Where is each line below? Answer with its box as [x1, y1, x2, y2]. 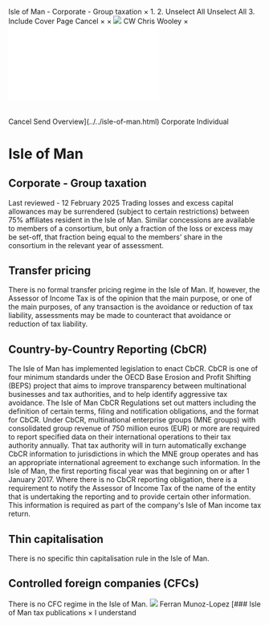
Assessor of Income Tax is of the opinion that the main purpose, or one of [8, 293, 253, 304]
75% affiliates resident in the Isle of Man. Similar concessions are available [8, 214, 255, 224]
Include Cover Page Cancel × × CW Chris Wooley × [8, 16, 189, 26]
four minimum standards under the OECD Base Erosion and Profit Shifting [8, 373, 251, 382]
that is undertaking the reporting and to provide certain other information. [8, 492, 251, 501]
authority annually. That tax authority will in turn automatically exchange [8, 441, 247, 451]
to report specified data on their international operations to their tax [8, 432, 231, 442]
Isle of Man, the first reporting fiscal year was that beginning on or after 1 [8, 466, 250, 476]
